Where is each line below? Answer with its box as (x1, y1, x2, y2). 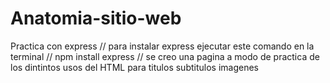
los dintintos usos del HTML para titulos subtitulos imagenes (10, 61, 259, 73)
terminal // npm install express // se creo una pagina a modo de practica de (10, 50, 320, 62)
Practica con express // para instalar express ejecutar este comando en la (10, 40, 315, 52)
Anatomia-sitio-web (10, 7, 182, 30)
